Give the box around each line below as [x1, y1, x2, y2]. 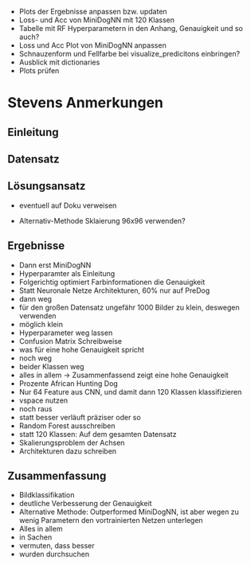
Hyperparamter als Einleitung [18, 268, 116, 278]
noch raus [18, 403, 53, 413]
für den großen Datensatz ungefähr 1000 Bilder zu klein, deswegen [18, 302, 240, 312]
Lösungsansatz [7, 179, 86, 193]
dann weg [18, 294, 53, 303]
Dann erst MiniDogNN [18, 260, 92, 270]
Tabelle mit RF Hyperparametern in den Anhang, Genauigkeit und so [18, 24, 244, 33]
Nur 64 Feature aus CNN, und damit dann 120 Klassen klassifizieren [18, 387, 242, 396]
